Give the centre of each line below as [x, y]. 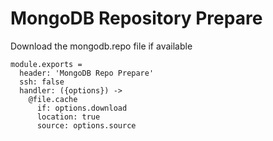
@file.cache [53, 99]
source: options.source [86, 125]
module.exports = [46, 64]
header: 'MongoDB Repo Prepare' [87, 73]
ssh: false [42, 82]
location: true [68, 117]
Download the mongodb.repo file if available [101, 46]
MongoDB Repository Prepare [136, 18]
